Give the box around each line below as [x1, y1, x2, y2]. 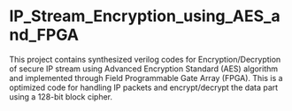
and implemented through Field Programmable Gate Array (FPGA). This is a [9, 72, 283, 83]
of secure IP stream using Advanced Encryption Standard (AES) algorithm [9, 63, 279, 74]
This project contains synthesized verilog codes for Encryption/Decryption [9, 54, 281, 64]
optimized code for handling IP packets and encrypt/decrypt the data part [9, 82, 279, 92]
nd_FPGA [9, 25, 80, 45]
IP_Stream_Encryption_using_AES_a [9, 6, 280, 26]
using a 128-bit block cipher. [9, 91, 113, 102]
